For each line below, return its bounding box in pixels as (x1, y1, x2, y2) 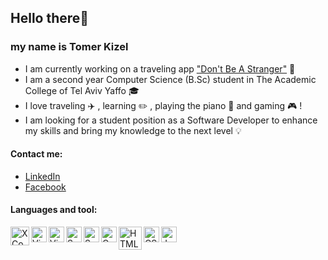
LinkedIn (24, 170, 61, 182)
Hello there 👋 (10, 10, 90, 27)
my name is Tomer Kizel (10, 40, 129, 54)
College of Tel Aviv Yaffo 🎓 (24, 84, 140, 96)
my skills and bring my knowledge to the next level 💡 (24, 124, 242, 136)
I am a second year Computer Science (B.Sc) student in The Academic (24, 73, 317, 85)
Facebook (24, 181, 67, 193)
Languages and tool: (10, 204, 98, 216)
